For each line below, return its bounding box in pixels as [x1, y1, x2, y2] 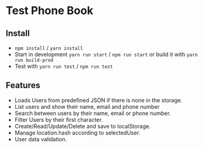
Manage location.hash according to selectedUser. [14, 129, 140, 136]
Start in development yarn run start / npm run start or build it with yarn [14, 51, 198, 58]
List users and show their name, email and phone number [14, 103, 160, 110]
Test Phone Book [6, 4, 94, 18]
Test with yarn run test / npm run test [14, 62, 113, 70]
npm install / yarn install [14, 44, 83, 51]
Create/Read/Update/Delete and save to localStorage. [14, 122, 151, 130]
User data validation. [14, 135, 67, 142]
